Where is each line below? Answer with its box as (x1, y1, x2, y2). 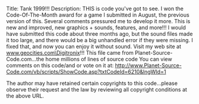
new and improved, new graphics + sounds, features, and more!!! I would (6, 24, 186, 31)
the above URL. (6, 92, 44, 99)
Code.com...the (6, 56, 45, 62)
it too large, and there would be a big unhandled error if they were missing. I (6, 37, 193, 43)
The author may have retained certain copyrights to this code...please (6, 80, 178, 87)
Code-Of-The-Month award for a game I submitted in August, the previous (6, 11, 189, 18)
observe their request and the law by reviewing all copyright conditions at (6, 86, 187, 93)
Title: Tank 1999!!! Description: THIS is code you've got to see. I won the (6, 5, 184, 12)
